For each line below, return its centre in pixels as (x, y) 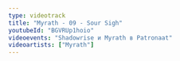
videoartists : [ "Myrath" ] (51, 45)
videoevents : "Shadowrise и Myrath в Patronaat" (90, 38)
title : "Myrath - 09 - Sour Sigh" (66, 23)
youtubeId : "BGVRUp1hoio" (51, 30)
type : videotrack (37, 15)
